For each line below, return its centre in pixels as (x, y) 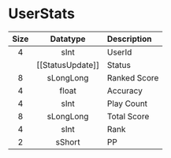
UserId (119, 52)
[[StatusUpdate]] (68, 65)
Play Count (127, 103)
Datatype (68, 39)
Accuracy (125, 90)
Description (129, 39)
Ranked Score (133, 77)
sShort (68, 141)
